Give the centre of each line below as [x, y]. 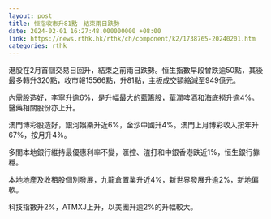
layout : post [30, 16]
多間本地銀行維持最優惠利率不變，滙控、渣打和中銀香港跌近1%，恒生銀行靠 [134, 152]
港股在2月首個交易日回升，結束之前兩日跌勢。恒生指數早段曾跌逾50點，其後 [136, 71]
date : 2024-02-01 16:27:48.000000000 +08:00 [85, 31]
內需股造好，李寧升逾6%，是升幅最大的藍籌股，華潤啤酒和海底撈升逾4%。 [134, 97]
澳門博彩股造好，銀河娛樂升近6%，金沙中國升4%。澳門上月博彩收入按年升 [134, 125]
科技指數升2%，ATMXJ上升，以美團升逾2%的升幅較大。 [103, 207]
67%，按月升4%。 [40, 135]
